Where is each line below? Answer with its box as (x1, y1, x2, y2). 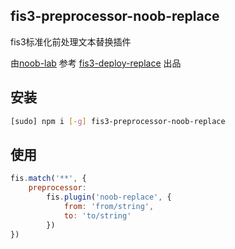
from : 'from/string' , (63, 201, 155, 211)
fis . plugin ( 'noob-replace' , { (46, 192, 172, 203)
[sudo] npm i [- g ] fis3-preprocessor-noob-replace (10, 116, 226, 126)
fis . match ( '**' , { (10, 174, 87, 184)
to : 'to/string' (63, 210, 132, 221)
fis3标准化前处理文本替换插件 (10, 35, 132, 48)
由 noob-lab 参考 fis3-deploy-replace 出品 (10, 57, 182, 69)
